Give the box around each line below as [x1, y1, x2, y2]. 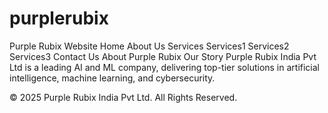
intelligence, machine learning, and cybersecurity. [9, 72, 216, 84]
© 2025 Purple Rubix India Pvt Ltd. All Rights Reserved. [9, 91, 238, 103]
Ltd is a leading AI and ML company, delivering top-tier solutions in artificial [9, 61, 321, 73]
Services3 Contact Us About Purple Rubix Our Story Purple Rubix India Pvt [9, 50, 317, 62]
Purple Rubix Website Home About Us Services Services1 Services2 [9, 40, 290, 52]
